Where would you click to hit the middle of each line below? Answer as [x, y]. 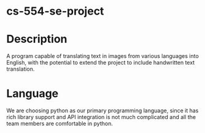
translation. [21, 69]
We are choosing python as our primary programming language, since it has [102, 110]
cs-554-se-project [55, 11]
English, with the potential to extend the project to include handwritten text [101, 63]
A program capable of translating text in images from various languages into [103, 56]
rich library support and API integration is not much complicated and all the [101, 117]
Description [37, 39]
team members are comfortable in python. [60, 124]
